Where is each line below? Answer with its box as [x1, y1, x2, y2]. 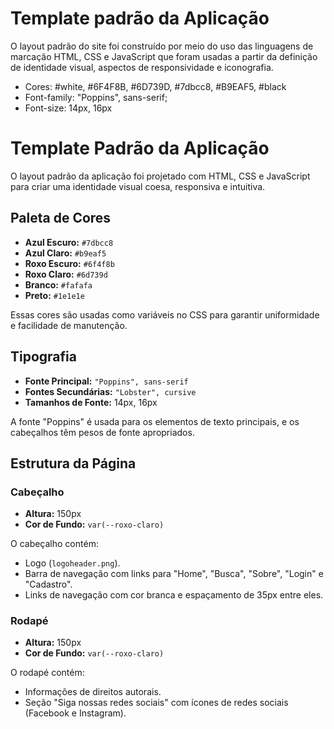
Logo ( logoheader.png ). [24, 557, 121, 569]
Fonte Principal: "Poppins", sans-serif [24, 375, 189, 387]
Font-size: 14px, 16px [24, 102, 113, 114]
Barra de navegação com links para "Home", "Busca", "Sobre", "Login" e [24, 568, 324, 580]
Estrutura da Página [10, 455, 137, 472]
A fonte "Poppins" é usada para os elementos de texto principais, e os [10, 415, 300, 427]
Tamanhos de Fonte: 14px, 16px [24, 396, 158, 408]
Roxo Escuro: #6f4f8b [24, 257, 115, 269]
